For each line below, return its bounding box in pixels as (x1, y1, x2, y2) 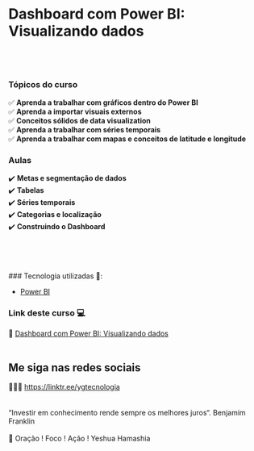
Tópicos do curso (8, 79, 78, 90)
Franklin (8, 416, 35, 426)
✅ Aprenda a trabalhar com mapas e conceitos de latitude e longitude (8, 134, 247, 144)
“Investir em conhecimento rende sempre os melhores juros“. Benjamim (8, 408, 246, 418)
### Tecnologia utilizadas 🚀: (8, 271, 103, 281)
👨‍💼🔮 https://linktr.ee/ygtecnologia (8, 382, 121, 392)
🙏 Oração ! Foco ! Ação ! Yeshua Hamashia (8, 433, 151, 444)
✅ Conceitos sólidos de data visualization (8, 115, 152, 125)
